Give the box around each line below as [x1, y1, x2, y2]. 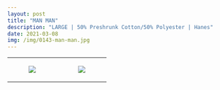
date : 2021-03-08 [7, 30, 59, 38]
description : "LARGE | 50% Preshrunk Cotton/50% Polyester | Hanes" [7, 23, 214, 30]
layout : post [7, 10, 46, 18]
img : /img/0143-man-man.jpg [7, 37, 91, 44]
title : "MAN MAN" [7, 17, 59, 24]
